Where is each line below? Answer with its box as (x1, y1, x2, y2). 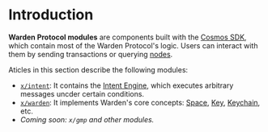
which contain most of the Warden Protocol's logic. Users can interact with (8, 40, 258, 50)
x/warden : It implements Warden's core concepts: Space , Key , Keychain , (19, 97, 261, 107)
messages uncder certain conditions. (19, 89, 144, 98)
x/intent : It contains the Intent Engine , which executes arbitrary (19, 80, 234, 90)
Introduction (8, 6, 94, 24)
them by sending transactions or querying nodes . (8, 49, 173, 59)
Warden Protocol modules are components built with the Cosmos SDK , (8, 32, 247, 42)
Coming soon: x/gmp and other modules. (19, 114, 155, 124)
